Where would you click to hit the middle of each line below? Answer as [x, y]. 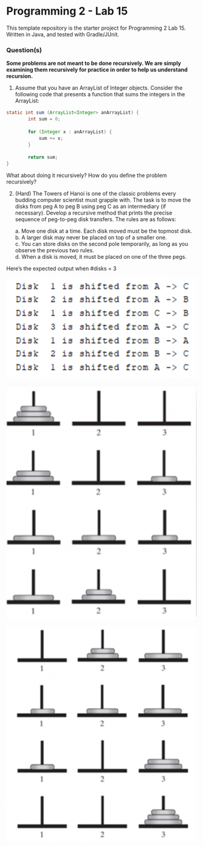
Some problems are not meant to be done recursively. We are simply [94, 63]
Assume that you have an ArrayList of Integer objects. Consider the [99, 88]
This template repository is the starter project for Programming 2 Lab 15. [96, 28]
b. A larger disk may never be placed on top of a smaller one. [91, 238]
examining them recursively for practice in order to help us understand [97, 70]
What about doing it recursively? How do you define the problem [87, 175]
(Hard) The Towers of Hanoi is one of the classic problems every [95, 194]
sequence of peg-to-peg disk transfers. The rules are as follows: [95, 219]
